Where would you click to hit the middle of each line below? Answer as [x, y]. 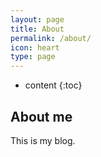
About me [41, 116]
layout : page [37, 19]
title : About [37, 29]
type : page [33, 57]
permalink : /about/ [51, 38]
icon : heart [35, 47]
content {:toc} [53, 85]
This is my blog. [43, 140]
